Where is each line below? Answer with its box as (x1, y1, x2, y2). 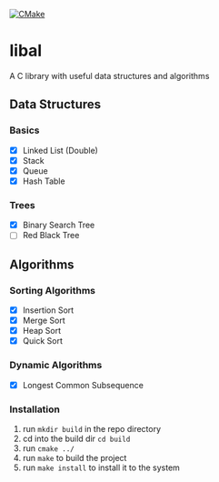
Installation (9, 403, 61, 416)
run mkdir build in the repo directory (22, 423, 162, 434)
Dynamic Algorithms (9, 359, 103, 372)
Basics (9, 124, 40, 136)
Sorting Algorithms (9, 284, 96, 296)
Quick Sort (22, 336, 64, 346)
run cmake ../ (22, 442, 75, 454)
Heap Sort (22, 326, 62, 336)
